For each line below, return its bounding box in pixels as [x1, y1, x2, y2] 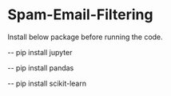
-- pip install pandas [7, 62, 74, 73]
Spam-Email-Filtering [7, 6, 153, 24]
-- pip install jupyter [7, 47, 73, 57]
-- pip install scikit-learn [7, 78, 87, 88]
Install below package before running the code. [7, 32, 163, 42]
